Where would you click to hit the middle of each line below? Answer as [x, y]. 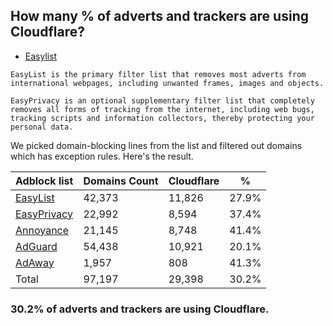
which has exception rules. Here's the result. [102, 156]
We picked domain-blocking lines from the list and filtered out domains [156, 145]
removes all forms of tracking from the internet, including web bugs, [162, 109]
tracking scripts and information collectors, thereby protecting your [162, 118]
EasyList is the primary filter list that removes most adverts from [158, 74]
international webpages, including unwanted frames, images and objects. [167, 83]
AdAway [35, 262]
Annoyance [42, 230]
